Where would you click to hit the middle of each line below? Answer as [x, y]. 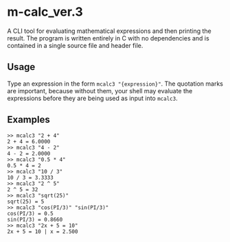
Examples [28, 120]
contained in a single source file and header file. [75, 45]
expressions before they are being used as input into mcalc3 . [92, 98]
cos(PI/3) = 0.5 [30, 213]
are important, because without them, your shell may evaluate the [100, 90]
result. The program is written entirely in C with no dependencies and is [108, 38]
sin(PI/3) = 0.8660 [35, 219]
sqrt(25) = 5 [26, 202]
